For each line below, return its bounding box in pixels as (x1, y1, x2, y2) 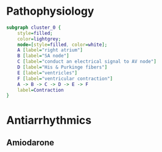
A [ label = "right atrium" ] (17, 47, 83, 53)
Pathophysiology (6, 4, 94, 18)
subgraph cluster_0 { (6, 24, 62, 31)
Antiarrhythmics (6, 113, 92, 127)
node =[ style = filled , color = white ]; (17, 42, 108, 48)
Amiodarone (6, 137, 55, 148)
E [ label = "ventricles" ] (17, 70, 78, 76)
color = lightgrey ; (17, 35, 62, 42)
